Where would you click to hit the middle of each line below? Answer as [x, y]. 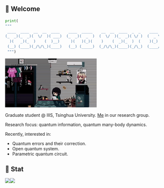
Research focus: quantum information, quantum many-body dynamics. [76, 125]
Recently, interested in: [28, 134]
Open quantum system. [36, 148]
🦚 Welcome [23, 9]
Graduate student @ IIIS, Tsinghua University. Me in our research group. [77, 115]
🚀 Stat [14, 169]
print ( [12, 21]
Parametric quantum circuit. [40, 154]
